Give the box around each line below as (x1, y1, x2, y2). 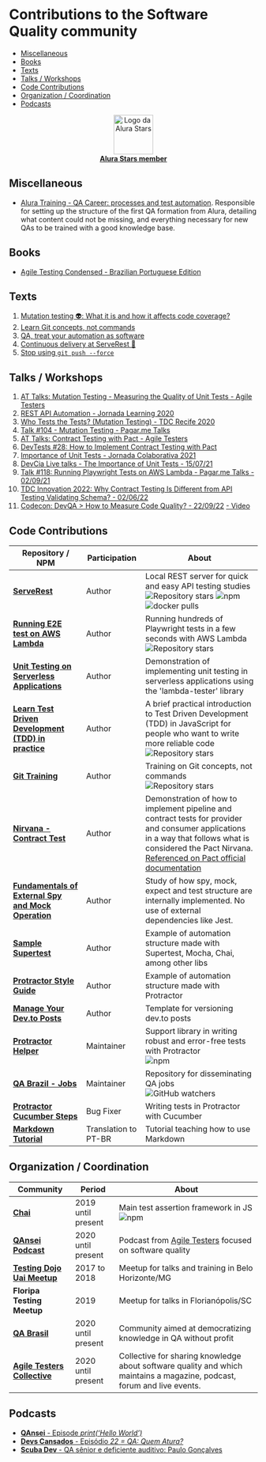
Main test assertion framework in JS (118, 1202, 253, 1213)
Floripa (13, 1285, 40, 1296)
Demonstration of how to (145, 793, 238, 804)
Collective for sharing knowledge (118, 1350, 242, 1362)
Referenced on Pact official (145, 853, 246, 863)
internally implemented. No (145, 896, 245, 906)
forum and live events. (118, 1380, 201, 1391)
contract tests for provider (145, 813, 243, 824)
